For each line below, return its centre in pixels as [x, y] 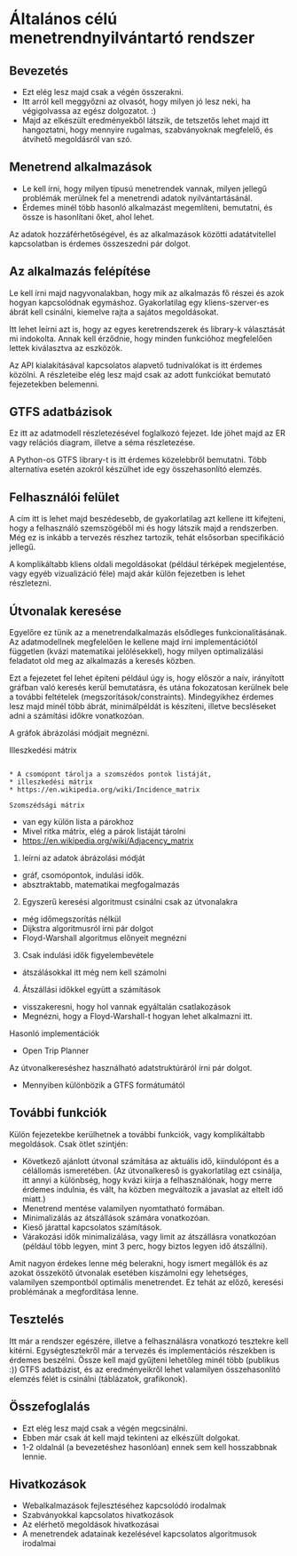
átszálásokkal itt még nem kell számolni [94, 972]
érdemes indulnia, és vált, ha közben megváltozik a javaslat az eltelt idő [152, 1189]
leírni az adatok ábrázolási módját [83, 858]
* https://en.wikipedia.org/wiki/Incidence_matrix [105, 790]
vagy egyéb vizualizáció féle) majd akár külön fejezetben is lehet [127, 574]
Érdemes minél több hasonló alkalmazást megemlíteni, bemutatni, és [147, 207]
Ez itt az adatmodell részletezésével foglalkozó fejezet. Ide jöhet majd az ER [147, 433]
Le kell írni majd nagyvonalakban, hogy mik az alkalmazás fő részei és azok [147, 292]
